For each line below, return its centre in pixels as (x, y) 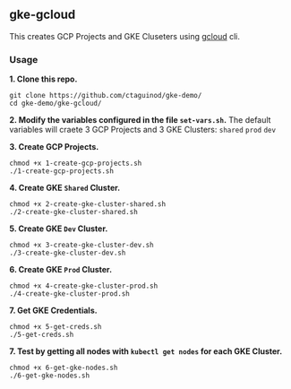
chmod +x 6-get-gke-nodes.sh (64, 368)
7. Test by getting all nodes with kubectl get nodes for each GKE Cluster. (146, 351)
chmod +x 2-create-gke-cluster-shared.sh (88, 204)
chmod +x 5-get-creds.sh (56, 327)
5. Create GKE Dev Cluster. (59, 229)
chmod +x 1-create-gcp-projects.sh (76, 164)
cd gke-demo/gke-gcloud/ (56, 104)
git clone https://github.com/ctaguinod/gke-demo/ (106, 96)
